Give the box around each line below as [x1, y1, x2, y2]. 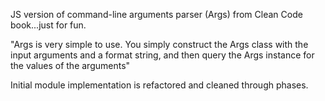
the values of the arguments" [10, 60, 131, 71]
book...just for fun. [10, 19, 87, 31]
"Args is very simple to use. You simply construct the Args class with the [10, 39, 309, 50]
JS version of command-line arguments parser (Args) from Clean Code [10, 9, 303, 20]
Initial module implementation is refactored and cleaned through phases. [10, 79, 309, 91]
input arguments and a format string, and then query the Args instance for [10, 49, 315, 61]
